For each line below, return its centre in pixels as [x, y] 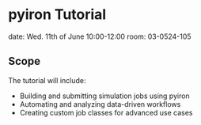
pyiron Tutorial [57, 15]
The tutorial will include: [47, 80]
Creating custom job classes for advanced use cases [106, 112]
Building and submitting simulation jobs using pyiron [104, 96]
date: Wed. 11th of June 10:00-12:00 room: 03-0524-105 [100, 36]
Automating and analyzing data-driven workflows [100, 104]
